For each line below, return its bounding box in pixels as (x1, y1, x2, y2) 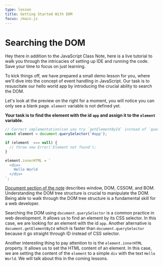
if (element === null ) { (5, 141, 57, 145)
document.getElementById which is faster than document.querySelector (5, 226, 145, 231)
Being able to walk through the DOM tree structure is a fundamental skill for (5, 195, 156, 201)
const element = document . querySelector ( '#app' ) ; (5, 132, 108, 137)
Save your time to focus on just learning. (5, 64, 86, 70)
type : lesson (5, 7, 32, 12)
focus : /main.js (5, 16, 38, 21)
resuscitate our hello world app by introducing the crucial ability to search (5, 83, 152, 89)
